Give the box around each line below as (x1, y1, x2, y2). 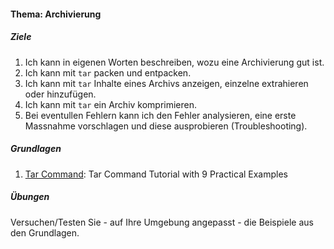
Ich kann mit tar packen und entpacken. (24, 66, 192, 79)
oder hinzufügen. (24, 88, 97, 100)
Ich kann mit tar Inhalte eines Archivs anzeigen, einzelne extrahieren (24, 77, 309, 89)
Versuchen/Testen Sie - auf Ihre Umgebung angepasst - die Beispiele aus (10, 216, 314, 228)
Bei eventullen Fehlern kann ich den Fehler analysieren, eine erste (24, 109, 297, 121)
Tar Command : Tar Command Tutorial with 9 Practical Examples (24, 168, 289, 180)
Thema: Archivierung (10, 8, 102, 20)
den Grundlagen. (10, 226, 80, 239)
